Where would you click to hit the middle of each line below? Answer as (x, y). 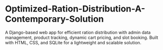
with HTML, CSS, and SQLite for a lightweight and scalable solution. (73, 42)
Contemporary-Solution (54, 19)
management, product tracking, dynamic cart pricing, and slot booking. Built (82, 37)
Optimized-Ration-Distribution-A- (75, 9)
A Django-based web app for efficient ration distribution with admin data (78, 32)
